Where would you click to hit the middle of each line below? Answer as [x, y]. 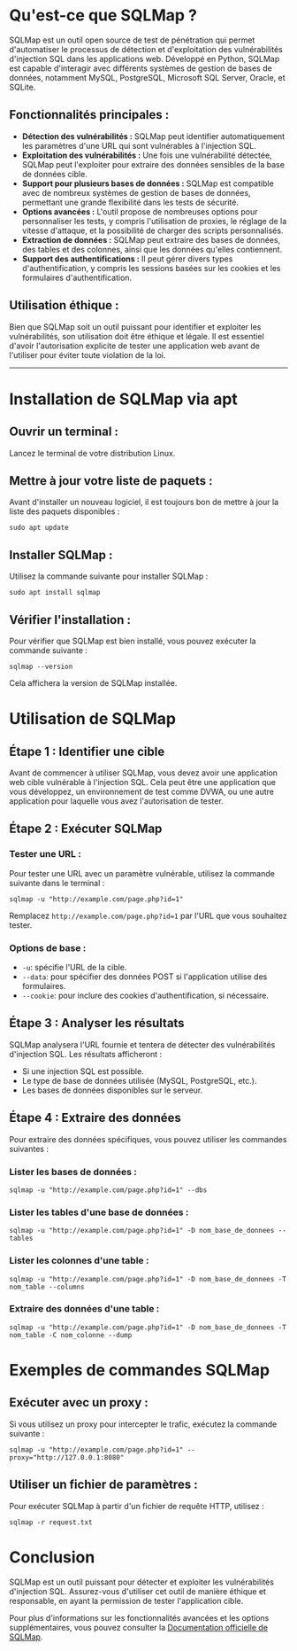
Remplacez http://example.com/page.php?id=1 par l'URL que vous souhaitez [148, 915]
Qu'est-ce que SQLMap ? [103, 16]
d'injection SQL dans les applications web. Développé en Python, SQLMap [145, 58]
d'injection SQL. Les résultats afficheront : [86, 1054]
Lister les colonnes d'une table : [79, 1261]
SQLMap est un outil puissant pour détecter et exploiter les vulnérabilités [141, 1582]
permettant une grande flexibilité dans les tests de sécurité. [130, 202]
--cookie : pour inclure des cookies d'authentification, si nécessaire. [145, 995]
